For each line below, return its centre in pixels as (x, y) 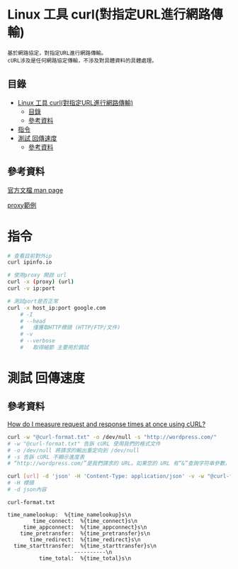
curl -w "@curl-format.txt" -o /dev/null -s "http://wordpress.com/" (112, 437)
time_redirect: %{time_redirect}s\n (85, 540)
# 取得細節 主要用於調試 (55, 347)
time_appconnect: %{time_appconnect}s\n (85, 527)
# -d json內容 (27, 489)
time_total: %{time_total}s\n (85, 558)
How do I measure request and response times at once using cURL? (107, 424)
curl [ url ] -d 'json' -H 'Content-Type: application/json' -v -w (106, 477)
